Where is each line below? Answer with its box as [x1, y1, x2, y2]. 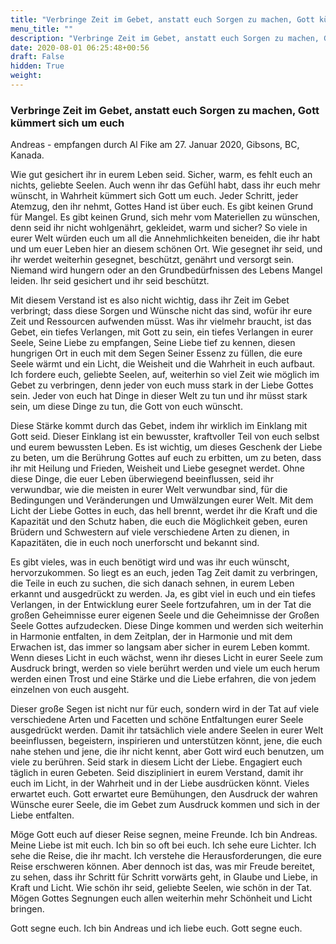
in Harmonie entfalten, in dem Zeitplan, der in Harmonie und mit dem [10, 631, 293, 643]
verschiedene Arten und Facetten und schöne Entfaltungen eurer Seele [10, 714, 304, 726]
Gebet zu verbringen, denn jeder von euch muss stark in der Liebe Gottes [10, 379, 314, 391]
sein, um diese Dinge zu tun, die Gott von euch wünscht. [10, 401, 243, 413]
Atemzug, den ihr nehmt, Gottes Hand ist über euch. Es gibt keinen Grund [10, 201, 313, 213]
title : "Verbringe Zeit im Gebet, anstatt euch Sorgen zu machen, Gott [10, 14, 315, 25]
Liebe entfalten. [10, 809, 75, 821]
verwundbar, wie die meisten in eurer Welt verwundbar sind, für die [10, 484, 288, 496]
